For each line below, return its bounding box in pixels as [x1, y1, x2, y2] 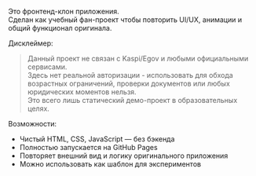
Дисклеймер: [8, 38, 53, 48]
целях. [27, 104, 49, 113]
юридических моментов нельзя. [27, 87, 137, 97]
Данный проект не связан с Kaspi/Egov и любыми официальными [27, 54, 249, 63]
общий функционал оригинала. [8, 24, 112, 32]
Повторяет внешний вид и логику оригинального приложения [19, 151, 229, 160]
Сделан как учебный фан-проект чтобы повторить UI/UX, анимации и [8, 15, 242, 24]
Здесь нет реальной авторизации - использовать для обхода [27, 71, 233, 79]
